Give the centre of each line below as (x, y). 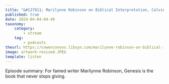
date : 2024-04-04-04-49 (30, 19)
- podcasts (35, 43)
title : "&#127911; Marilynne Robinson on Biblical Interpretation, (77, 10)
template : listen (23, 57)
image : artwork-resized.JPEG (36, 52)
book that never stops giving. (35, 76)
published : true (22, 15)
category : (25, 29)
